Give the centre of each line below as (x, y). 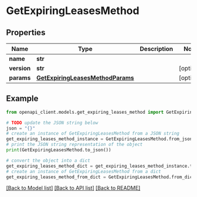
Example (22, 99)
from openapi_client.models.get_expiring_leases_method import (85, 112)
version (20, 68)
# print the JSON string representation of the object (74, 145)
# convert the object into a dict (48, 160)
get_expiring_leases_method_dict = (50, 166)
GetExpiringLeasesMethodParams (85, 78)
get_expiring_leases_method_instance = (55, 139)
